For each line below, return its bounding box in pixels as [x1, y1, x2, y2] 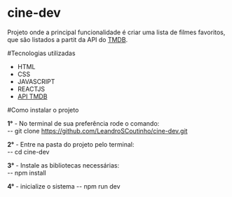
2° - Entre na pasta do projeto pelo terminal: [7, 140, 135, 148]
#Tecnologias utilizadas [7, 49, 76, 57]
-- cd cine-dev [7, 147, 50, 156]
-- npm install [7, 168, 47, 177]
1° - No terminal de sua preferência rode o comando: [7, 119, 160, 127]
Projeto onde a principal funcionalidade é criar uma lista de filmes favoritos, [7, 28, 226, 36]
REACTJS [17, 85, 46, 93]
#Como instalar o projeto [7, 105, 79, 114]
